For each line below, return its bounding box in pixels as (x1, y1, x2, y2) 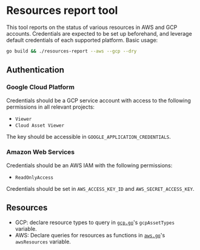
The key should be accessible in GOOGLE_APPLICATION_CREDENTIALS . (6, 133, 172, 140)
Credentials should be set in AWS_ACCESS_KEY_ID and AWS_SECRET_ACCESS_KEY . (6, 185, 195, 192)
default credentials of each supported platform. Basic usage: (6, 36, 158, 43)
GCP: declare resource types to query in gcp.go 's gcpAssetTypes (15, 219, 175, 226)
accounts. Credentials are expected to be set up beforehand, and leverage (6, 30, 192, 37)
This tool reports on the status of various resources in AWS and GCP (6, 24, 178, 31)
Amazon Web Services (6, 148, 75, 156)
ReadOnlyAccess (15, 175, 54, 181)
